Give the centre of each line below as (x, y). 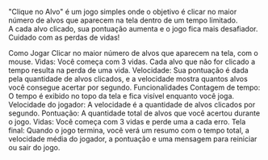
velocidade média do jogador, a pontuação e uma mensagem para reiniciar (133, 139)
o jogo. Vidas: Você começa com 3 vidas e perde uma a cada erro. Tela (127, 122)
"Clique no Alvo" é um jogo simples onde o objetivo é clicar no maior (123, 12)
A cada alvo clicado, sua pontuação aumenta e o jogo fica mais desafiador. (133, 29)
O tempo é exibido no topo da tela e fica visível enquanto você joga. (121, 96)
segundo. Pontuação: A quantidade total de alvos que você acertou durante (134, 113)
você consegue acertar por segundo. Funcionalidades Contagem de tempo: (134, 87)
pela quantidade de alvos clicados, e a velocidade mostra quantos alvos (128, 79)
